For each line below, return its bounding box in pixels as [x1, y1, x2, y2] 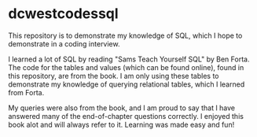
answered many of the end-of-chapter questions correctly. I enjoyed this [8, 111, 244, 120]
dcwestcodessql [8, 5, 119, 23]
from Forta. [8, 87, 45, 97]
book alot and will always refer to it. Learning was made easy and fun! [8, 120, 235, 129]
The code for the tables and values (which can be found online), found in [8, 62, 244, 72]
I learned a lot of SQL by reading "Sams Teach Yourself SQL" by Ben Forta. [8, 54, 250, 64]
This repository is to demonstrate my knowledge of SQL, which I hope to [8, 31, 243, 40]
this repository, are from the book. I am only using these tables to [8, 71, 219, 80]
